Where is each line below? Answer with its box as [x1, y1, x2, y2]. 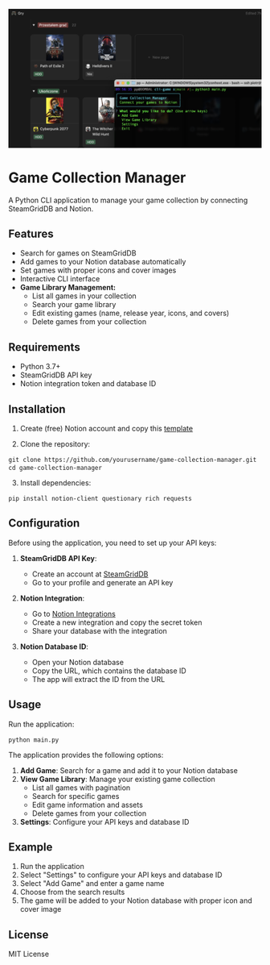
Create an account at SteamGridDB [31, 569, 149, 579]
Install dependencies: [19, 478, 92, 488]
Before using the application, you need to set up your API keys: [8, 538, 217, 547]
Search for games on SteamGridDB [19, 248, 137, 258]
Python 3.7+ [19, 362, 61, 372]
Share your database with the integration [31, 626, 167, 635]
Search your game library [31, 300, 117, 310]
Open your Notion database [31, 657, 125, 667]
